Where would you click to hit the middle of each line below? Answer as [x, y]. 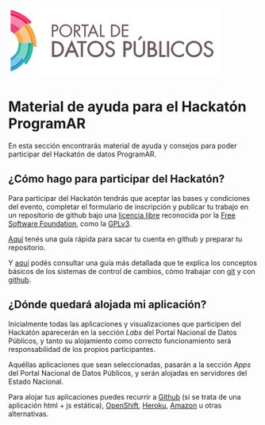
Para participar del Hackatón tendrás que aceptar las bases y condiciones [129, 198]
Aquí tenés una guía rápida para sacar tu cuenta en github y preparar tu [125, 239]
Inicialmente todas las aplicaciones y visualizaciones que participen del [125, 323]
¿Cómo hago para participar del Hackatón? [117, 179]
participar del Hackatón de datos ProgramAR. [83, 154]
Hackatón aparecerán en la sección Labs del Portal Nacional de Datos [123, 332]
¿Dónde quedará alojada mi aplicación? [108, 305]
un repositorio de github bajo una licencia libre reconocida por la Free [122, 215]
